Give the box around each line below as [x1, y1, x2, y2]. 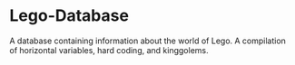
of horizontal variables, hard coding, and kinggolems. [9, 44, 209, 55]
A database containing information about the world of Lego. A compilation [9, 35, 286, 46]
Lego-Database [9, 5, 130, 26]
